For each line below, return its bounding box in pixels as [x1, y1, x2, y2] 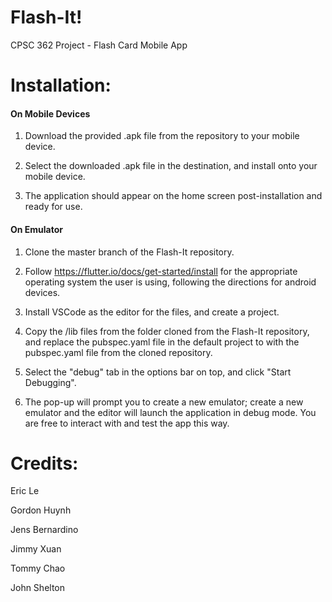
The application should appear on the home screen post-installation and [24, 190, 323, 202]
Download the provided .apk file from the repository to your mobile [24, 130, 300, 142]
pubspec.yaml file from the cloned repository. [24, 346, 213, 358]
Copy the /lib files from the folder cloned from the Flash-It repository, [24, 325, 310, 337]
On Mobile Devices [10, 107, 91, 120]
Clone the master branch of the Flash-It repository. [24, 246, 235, 258]
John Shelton [10, 582, 66, 594]
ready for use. [24, 201, 83, 213]
